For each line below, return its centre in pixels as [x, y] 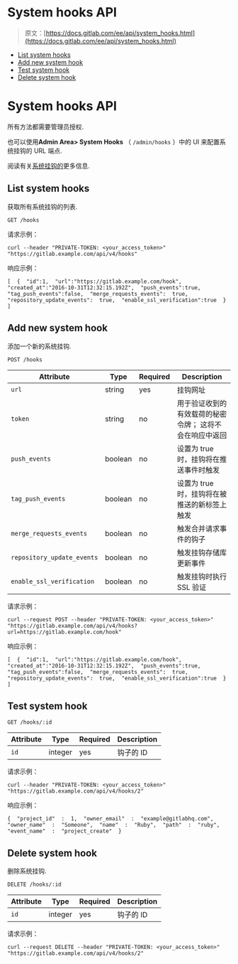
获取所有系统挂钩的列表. [42, 206]
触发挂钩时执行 [202, 577]
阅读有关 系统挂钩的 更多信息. [49, 166]
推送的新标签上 [202, 504]
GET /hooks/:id [30, 722]
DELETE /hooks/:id [34, 885]
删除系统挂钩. [27, 871]
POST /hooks [25, 360]
